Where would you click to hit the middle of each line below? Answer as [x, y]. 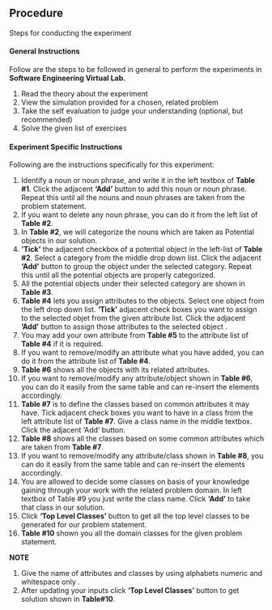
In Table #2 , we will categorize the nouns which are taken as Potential [137, 232]
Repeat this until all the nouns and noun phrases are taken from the [133, 198]
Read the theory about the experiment [84, 94]
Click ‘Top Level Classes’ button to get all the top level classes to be [135, 516]
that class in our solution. [63, 508]
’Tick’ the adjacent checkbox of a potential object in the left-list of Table [142, 250]
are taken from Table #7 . [62, 447]
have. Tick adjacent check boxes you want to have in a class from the [137, 413]
